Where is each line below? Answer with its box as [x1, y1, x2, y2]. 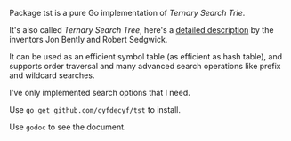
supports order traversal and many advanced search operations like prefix [9, 61, 281, 71]
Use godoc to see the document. [9, 121, 126, 132]
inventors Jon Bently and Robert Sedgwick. [9, 35, 168, 44]
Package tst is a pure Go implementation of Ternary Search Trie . [9, 8, 246, 18]
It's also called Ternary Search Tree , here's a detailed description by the [9, 25, 274, 35]
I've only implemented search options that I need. [9, 88, 191, 98]
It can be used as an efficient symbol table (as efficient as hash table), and [9, 51, 283, 61]
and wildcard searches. [9, 70, 95, 81]
